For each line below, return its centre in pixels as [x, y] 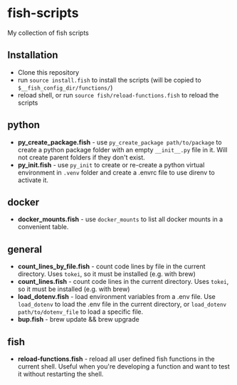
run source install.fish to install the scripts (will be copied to [109, 80]
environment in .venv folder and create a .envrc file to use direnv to [116, 172]
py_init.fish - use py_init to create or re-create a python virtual [111, 164]
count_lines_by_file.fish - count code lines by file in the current [111, 267]
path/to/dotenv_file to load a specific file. [80, 312]
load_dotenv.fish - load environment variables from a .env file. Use [116, 297]
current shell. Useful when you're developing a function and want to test [123, 366]
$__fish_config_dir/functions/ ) [65, 88]
